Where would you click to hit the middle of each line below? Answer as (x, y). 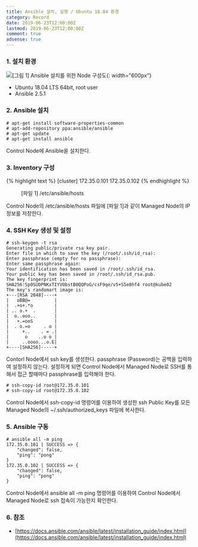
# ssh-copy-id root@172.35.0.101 (48, 385)
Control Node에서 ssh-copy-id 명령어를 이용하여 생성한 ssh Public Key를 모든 (98, 403)
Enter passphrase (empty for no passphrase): (64, 259)
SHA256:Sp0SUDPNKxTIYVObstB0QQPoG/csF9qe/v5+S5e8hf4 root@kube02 (89, 285)
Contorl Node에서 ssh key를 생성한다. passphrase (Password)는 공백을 (91, 359)
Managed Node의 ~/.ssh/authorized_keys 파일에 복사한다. (76, 410)
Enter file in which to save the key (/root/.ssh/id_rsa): (81, 254)
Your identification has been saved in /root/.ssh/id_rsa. (81, 269)
